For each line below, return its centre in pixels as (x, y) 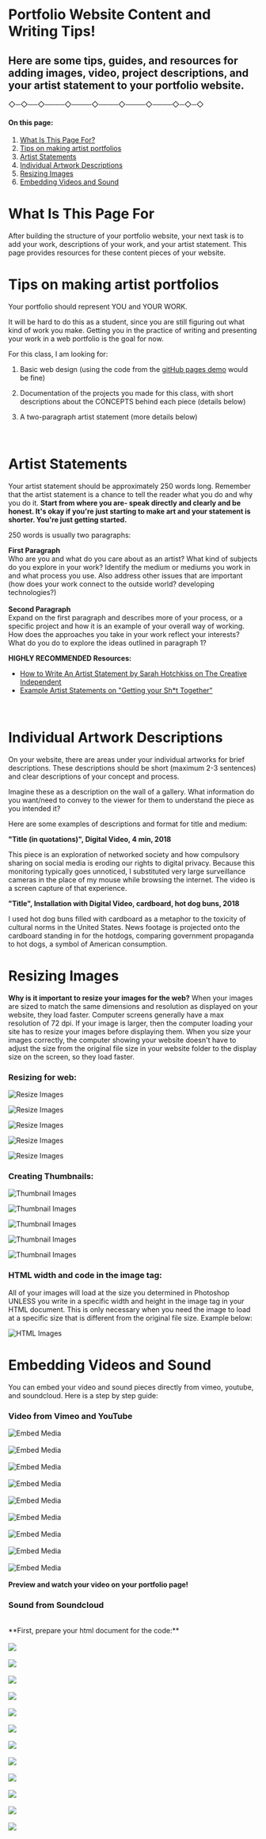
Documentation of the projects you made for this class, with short (126, 393)
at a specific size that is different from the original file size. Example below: (130, 1318)
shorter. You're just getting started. (68, 520)
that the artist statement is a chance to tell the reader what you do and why (131, 495)
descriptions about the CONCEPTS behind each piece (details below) (133, 402)
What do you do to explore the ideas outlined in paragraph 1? (108, 643)
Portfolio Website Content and (110, 15)
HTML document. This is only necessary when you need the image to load (129, 1309)
